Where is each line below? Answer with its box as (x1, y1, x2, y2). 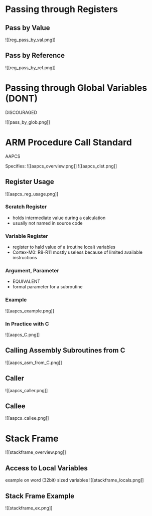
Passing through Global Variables (5, 82, 147, 93)
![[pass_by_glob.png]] (5, 119, 50, 125)
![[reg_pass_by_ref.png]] (5, 64, 56, 71)
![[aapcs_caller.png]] (5, 387, 48, 393)
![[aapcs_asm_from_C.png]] (5, 360, 62, 366)
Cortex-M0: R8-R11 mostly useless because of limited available (12, 249, 143, 255)
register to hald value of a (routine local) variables (12, 244, 115, 250)
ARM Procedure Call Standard (5, 136, 132, 148)
